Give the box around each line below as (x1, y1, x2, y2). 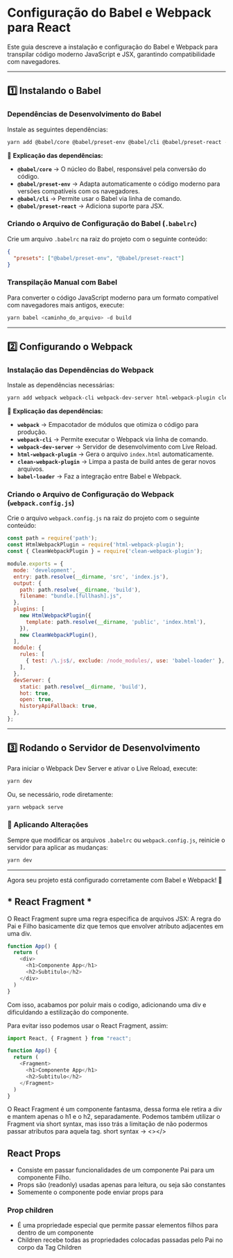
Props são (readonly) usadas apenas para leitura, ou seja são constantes (17, 1181, 226, 1189)
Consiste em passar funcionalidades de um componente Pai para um (17, 1166, 215, 1175)
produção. (17, 428, 47, 436)
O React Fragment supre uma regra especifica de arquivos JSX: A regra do (7, 914, 221, 923)
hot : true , (19, 690, 51, 697)
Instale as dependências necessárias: (7, 381, 115, 389)
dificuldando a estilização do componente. (7, 1008, 129, 1016)
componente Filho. (17, 1173, 71, 1182)
